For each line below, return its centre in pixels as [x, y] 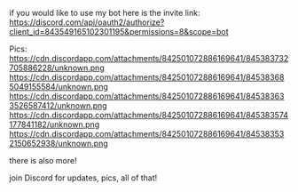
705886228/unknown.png [57, 68]
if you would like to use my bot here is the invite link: [105, 13]
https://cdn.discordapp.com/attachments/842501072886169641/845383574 [149, 115]
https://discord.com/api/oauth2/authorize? [87, 22]
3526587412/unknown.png [59, 105]
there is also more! [43, 160]
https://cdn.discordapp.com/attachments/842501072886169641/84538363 [147, 96]
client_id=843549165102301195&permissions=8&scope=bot [119, 32]
